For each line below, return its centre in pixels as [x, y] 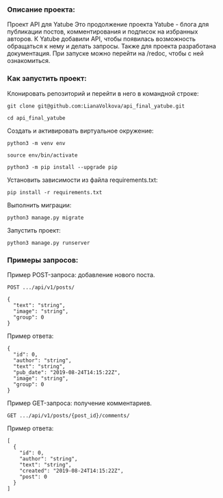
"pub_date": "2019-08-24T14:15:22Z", [67, 372]
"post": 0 [34, 477]
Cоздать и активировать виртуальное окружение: [80, 131]
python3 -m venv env [37, 143]
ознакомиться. [29, 61]
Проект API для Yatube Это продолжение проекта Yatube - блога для [108, 25]
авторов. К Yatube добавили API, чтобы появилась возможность [102, 39]
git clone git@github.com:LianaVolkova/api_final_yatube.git [96, 106]
